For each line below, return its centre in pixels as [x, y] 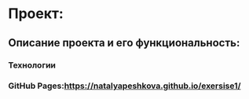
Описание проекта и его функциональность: [124, 43]
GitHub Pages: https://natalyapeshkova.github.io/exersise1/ [124, 86]
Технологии [32, 65]
